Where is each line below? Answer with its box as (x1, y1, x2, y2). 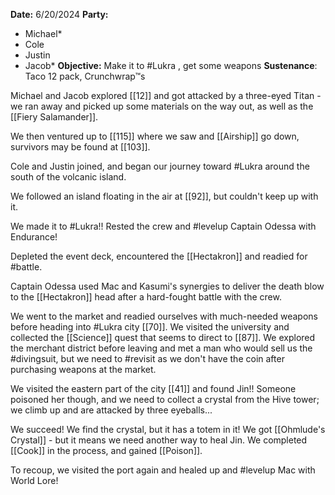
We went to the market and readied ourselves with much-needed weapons (10, 310, 318, 322)
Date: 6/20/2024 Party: (10, 9, 109, 20)
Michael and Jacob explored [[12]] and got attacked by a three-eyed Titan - (10, 90, 322, 101)
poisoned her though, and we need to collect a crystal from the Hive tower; (10, 394, 320, 405)
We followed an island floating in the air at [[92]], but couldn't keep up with (10, 190, 319, 202)
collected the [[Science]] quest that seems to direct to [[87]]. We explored (10, 332, 316, 343)
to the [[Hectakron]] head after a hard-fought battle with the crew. (10, 291, 282, 303)
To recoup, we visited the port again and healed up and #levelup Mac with (10, 464, 316, 476)
